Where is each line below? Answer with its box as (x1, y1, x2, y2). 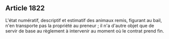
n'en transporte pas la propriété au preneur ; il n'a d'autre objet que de (5, 22, 155, 28)
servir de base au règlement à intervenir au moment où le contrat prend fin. (5, 27, 164, 34)
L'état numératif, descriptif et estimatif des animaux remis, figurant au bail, (5, 17, 162, 23)
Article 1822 (5, 4, 45, 12)
